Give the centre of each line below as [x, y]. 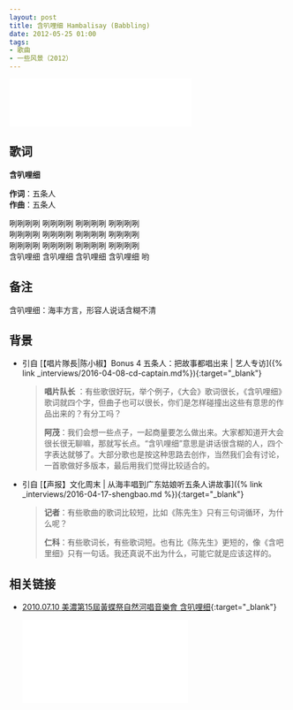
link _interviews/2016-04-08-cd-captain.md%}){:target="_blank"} [142, 373]
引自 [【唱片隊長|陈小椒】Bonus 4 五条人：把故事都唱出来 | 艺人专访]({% [152, 363]
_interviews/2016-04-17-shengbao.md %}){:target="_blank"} [133, 494]
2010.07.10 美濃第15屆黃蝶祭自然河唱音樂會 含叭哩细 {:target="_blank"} [149, 607]
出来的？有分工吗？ [86, 414]
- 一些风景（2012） [41, 58]
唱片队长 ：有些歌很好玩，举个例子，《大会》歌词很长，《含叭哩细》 [165, 392]
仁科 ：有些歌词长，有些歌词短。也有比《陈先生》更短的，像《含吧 [164, 542]
